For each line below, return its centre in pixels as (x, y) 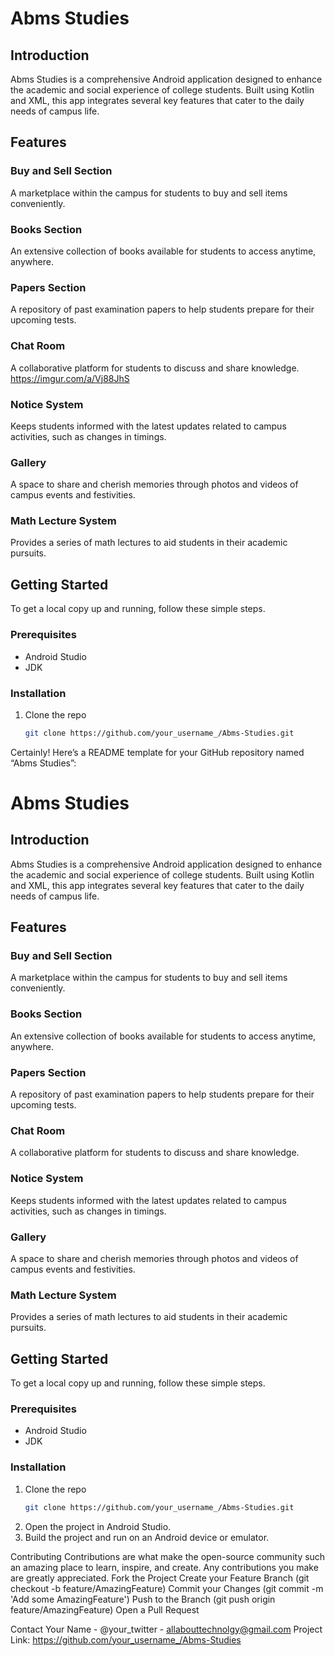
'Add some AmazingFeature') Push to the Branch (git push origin (143, 1599)
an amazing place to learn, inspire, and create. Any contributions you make (164, 1567)
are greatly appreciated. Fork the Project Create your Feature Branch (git (160, 1578)
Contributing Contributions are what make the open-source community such (168, 1556)
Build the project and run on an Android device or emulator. (147, 1537)
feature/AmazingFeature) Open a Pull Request (105, 1609)
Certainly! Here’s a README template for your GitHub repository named (157, 752)
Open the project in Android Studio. (98, 1526)
